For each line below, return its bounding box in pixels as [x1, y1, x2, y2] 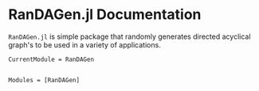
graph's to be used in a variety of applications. [8, 40, 161, 49]
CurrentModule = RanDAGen [8, 55, 94, 63]
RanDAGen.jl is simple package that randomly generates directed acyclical [8, 32, 251, 41]
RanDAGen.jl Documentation [8, 6, 202, 24]
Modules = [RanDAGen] [8, 76, 80, 84]
